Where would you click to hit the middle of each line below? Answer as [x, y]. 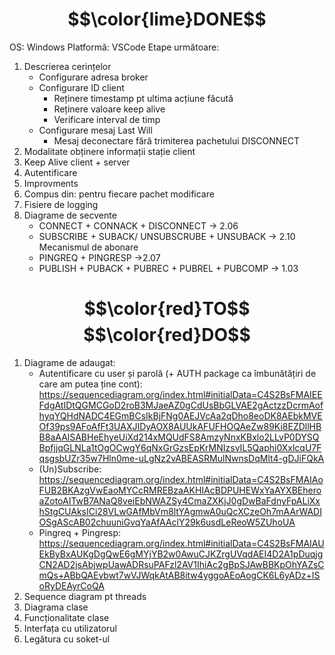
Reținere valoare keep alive [109, 109]
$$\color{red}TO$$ [167, 309]
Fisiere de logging [61, 204]
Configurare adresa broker [93, 77]
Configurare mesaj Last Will [95, 130]
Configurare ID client [81, 87]
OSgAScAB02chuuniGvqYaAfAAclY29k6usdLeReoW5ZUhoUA [167, 522]
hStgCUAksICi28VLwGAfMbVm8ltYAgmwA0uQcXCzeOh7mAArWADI [180, 511]
